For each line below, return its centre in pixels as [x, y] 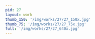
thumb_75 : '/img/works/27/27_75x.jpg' [46, 24]
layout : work [19, 15]
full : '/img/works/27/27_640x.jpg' [42, 29]
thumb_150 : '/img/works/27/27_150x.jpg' [48, 19]
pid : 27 [13, 10]
